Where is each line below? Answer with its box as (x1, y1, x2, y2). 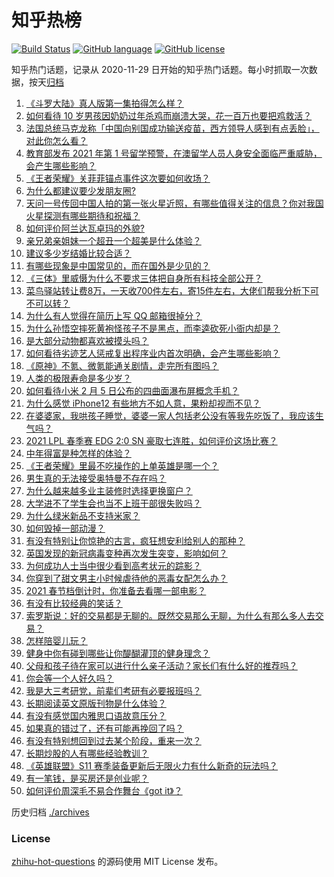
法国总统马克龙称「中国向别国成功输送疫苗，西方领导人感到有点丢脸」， (25, 122, 320, 134)
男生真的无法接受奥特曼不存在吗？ (25, 472, 167, 484)
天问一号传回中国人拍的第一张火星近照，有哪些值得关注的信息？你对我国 (25, 197, 324, 209)
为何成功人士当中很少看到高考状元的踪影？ (25, 559, 202, 571)
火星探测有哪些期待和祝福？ (25, 209, 141, 221)
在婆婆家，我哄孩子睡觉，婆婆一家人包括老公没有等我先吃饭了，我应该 (25, 409, 316, 421)
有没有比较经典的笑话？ (25, 597, 123, 609)
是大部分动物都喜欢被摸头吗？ (25, 334, 149, 346)
